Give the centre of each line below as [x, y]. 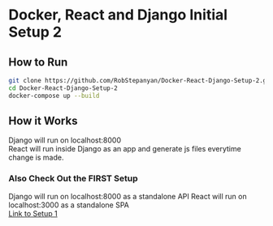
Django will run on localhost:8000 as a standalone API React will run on [128, 196]
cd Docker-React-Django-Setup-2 [63, 88]
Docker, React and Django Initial [118, 15]
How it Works [43, 121]
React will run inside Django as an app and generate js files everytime [125, 149]
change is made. [36, 158]
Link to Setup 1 [33, 213]
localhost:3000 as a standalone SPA [69, 205]
